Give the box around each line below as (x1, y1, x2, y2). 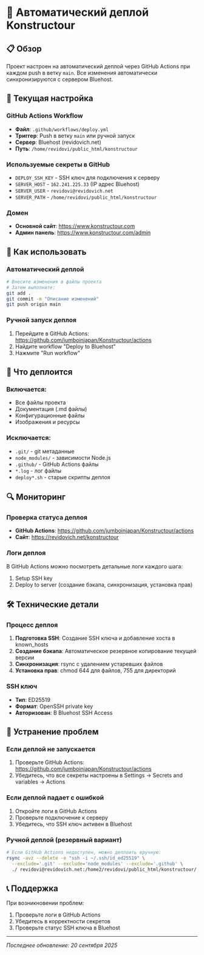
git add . (6, 290, 32, 296)
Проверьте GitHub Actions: (15, 759, 85, 766)
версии (15, 654, 35, 661)
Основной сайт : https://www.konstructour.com (15, 223, 135, 230)
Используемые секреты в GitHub (6, 160, 110, 168)
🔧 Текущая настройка (6, 93, 93, 104)
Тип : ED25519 (15, 696, 50, 703)
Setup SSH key (15, 574, 53, 582)
